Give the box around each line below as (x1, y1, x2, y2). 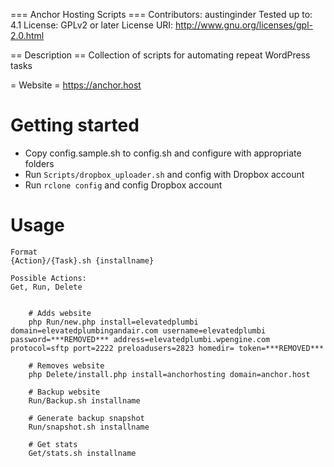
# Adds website (28, 308, 92, 318)
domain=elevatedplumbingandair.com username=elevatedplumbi (10, 325, 267, 336)
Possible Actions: (10, 273, 87, 283)
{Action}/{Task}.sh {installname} (10, 255, 155, 266)
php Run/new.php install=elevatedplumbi (28, 317, 199, 327)
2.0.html (10, 30, 45, 41)
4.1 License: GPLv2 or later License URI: (10, 19, 174, 31)
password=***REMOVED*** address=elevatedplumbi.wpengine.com (10, 334, 271, 344)
